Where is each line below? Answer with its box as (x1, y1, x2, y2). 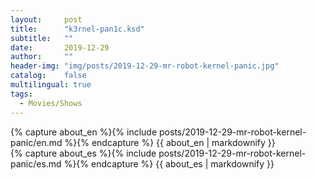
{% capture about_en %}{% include (10, 126, 158, 138)
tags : (10, 89, 33, 99)
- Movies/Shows (19, 98, 83, 108)
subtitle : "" (10, 33, 74, 43)
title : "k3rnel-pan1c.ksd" (10, 24, 145, 34)
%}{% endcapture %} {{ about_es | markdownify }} (63, 157, 275, 170)
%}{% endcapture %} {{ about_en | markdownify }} (64, 136, 276, 148)
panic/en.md (10, 136, 63, 148)
